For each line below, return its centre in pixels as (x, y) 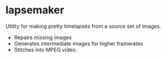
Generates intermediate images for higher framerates (79, 43)
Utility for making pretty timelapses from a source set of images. (83, 26)
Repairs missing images (43, 37)
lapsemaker (35, 10)
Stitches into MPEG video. (46, 49)
